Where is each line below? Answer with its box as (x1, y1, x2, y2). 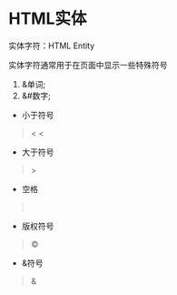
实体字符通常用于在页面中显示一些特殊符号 (8, 59, 168, 70)
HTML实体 (8, 8, 87, 29)
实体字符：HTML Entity (8, 40, 95, 51)
